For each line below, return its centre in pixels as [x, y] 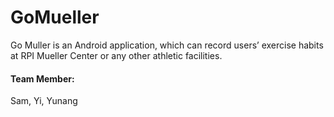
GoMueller [55, 17]
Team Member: [42, 78]
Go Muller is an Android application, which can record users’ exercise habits [167, 45]
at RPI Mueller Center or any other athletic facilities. [116, 55]
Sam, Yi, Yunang [44, 101]
